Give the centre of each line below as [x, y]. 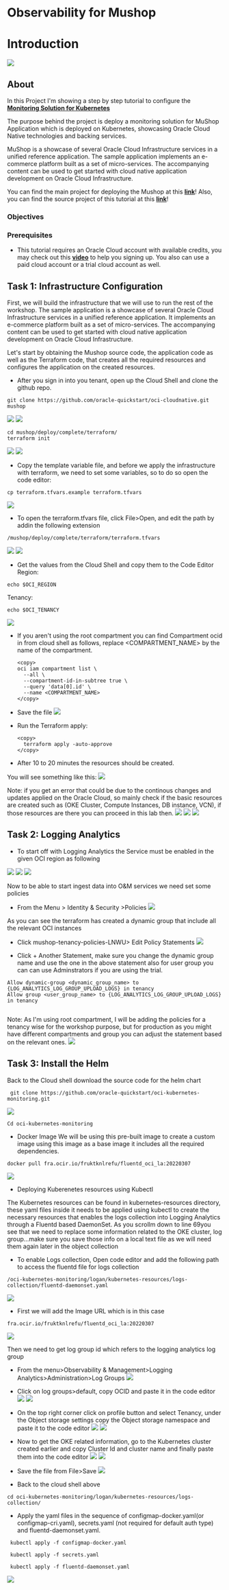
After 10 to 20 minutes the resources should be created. [95, 762]
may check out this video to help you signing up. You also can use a [113, 257]
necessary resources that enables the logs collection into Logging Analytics [114, 1217]
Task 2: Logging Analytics [64, 835]
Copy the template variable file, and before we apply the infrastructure [116, 465]
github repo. [34, 387]
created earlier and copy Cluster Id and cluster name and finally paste [115, 1449]
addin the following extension [58, 525]
